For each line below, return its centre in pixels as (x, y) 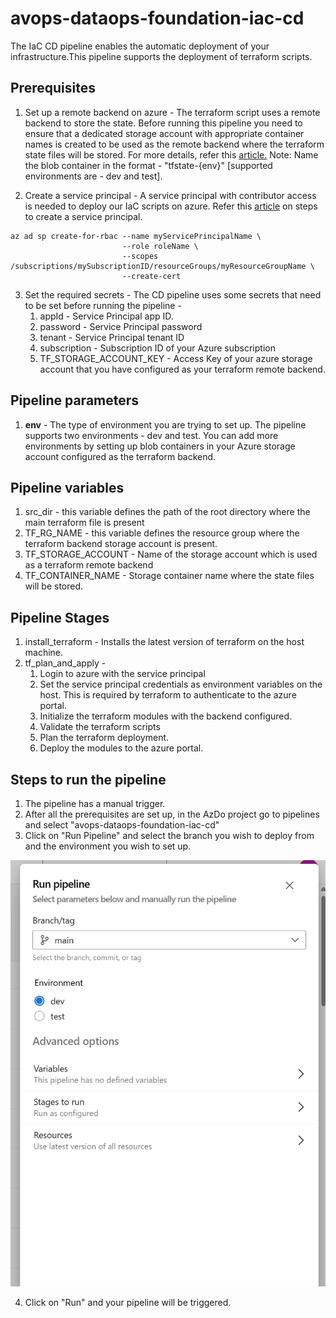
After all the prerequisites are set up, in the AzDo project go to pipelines (172, 814)
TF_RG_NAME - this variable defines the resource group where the (162, 533)
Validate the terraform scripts (100, 727)
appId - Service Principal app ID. (106, 316)
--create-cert (151, 276)
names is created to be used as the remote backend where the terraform (174, 144)
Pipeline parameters (75, 400)
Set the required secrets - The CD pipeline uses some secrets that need (173, 294)
